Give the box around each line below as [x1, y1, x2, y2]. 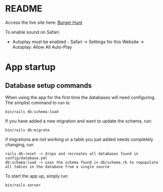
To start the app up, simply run [5, 173, 68, 179]
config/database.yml [5, 155, 48, 161]
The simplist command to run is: [5, 99, 71, 105]
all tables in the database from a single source [5, 164, 110, 169]
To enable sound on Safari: [5, 29, 60, 35]
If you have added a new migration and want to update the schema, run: [5, 118, 152, 124]
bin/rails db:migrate [5, 127, 50, 132]
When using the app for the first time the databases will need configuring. [5, 94, 156, 100]
